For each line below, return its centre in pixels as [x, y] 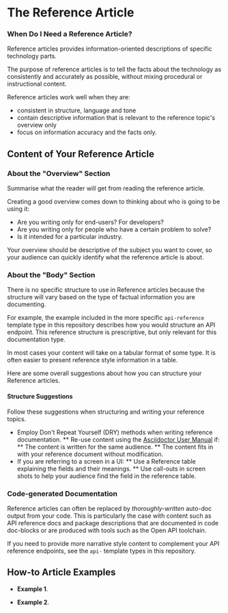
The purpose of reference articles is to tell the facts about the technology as [114, 69]
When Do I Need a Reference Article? [70, 34]
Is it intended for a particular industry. [70, 237]
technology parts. [32, 56]
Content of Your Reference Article [81, 154]
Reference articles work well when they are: [69, 97]
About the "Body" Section [51, 275]
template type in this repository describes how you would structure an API [111, 325]
